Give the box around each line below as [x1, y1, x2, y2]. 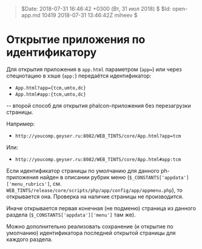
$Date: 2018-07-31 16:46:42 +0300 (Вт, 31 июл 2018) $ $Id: [21, 5, 171, 12]
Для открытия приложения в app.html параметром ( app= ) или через [6, 65, 182, 73]
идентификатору [6, 45, 97, 59]
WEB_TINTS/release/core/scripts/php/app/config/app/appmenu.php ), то [6, 186, 183, 193]
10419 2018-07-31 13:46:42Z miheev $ [41, 12, 138, 19]
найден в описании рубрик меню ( [39, 173, 130, 181]
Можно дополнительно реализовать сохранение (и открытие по [6, 222, 174, 230]
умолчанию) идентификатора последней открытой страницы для [6, 229, 176, 236]
